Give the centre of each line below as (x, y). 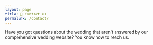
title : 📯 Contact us (26, 14)
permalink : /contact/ (27, 18)
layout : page (18, 9)
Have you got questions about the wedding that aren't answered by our (77, 32)
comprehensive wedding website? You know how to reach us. (67, 37)
